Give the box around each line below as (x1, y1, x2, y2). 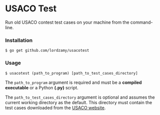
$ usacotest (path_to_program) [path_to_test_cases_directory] (5, 71, 138, 76)
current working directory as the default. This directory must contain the (5, 99, 152, 105)
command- (130, 19, 153, 25)
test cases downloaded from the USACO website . (5, 105, 106, 111)
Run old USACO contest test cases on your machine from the (5, 19, 129, 25)
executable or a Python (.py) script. (5, 84, 79, 90)
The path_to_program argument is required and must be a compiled (5, 79, 142, 85)
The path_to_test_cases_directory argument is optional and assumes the (5, 94, 155, 100)
